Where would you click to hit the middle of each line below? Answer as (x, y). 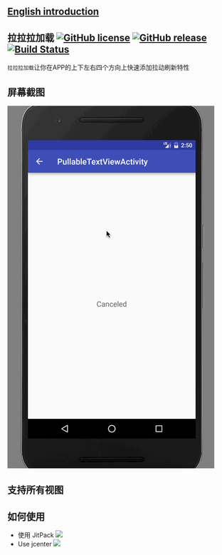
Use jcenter (35, 544)
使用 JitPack (36, 535)
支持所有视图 (36, 490)
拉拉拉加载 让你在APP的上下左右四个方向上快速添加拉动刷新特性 (99, 68)
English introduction (53, 12)
